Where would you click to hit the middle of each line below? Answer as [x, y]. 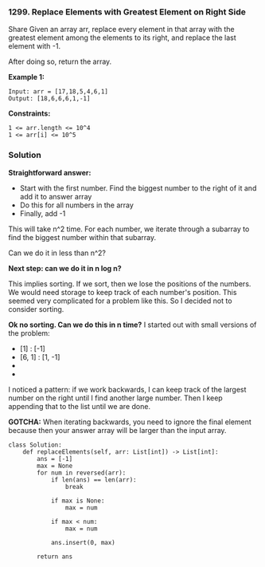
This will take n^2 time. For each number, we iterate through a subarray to [129, 229]
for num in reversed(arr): [82, 473]
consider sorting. [36, 309]
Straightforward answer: [50, 172]
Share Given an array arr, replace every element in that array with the [121, 30]
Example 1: [27, 77]
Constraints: [29, 113]
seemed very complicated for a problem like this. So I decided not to [120, 301]
